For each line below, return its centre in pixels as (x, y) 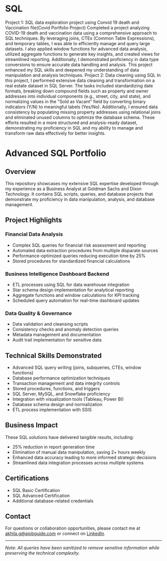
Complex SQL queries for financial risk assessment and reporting (79, 245)
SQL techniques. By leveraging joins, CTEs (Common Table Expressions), (80, 38)
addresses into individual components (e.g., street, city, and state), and (78, 96)
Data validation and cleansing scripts (50, 324)
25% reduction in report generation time (54, 447)
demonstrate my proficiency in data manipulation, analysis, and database (80, 199)
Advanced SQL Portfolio (56, 153)
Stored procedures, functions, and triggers (56, 389)
